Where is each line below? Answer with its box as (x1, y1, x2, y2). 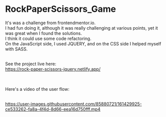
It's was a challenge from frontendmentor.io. (5, 20, 96, 26)
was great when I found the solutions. (5, 30, 82, 36)
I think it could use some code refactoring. (5, 36, 92, 41)
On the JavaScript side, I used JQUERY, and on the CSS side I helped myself (5, 40, 162, 46)
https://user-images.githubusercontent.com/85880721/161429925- (5, 101, 142, 107)
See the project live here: (5, 61, 56, 67)
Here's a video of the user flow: (5, 86, 69, 92)
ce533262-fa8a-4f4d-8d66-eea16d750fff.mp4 (5, 106, 101, 112)
